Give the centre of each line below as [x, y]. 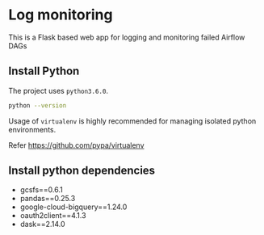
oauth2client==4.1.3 [53, 216]
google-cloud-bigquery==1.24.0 [73, 207]
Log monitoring [61, 15]
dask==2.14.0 [42, 225]
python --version [38, 105]
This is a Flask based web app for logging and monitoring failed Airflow [127, 37]
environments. [32, 129]
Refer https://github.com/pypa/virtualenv [76, 145]
